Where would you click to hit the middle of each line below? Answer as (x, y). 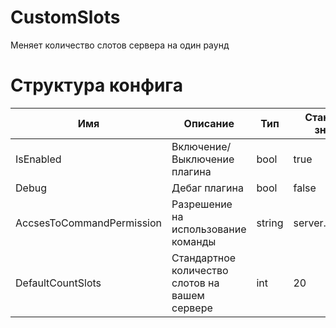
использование (209, 229)
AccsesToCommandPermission (89, 223)
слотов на (195, 283)
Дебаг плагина (207, 188)
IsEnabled (38, 159)
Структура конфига (96, 85)
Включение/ (201, 146)
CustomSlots (65, 17)
